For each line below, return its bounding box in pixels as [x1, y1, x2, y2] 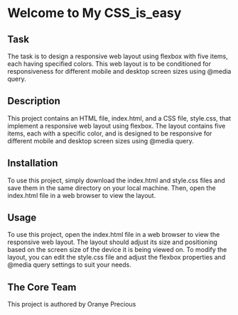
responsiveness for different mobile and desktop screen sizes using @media [7, 67, 232, 75]
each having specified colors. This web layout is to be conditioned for [7, 60, 212, 68]
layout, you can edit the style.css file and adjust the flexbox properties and [7, 253, 226, 262]
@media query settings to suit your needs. [7, 260, 131, 269]
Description [7, 95, 60, 107]
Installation [7, 157, 58, 170]
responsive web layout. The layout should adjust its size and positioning [7, 238, 218, 246]
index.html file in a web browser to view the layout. [7, 191, 156, 199]
